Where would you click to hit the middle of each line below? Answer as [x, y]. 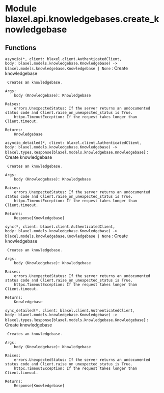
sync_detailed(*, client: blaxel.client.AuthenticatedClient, [70, 311]
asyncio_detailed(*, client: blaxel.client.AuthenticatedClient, [73, 143]
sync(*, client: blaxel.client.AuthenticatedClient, [60, 227]
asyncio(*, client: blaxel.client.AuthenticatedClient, [63, 59]
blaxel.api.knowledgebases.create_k [82, 19]
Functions [21, 48]
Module [21, 9]
